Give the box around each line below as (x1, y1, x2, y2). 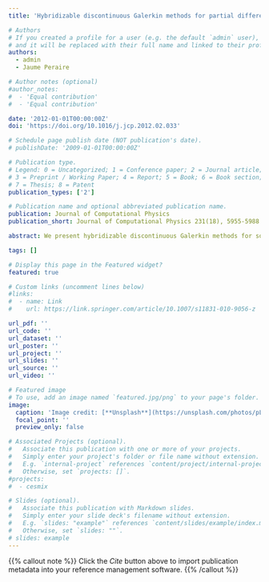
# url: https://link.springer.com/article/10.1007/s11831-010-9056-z (8, 305, 256, 313)
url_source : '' (8, 364, 59, 372)
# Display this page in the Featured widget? (8, 261, 163, 269)
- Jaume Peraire (15, 63, 70, 72)
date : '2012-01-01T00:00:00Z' (8, 114, 110, 122)
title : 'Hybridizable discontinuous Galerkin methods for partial (8, 11, 235, 20)
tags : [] (8, 246, 38, 255)
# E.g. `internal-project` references (8, 460, 146, 468)
